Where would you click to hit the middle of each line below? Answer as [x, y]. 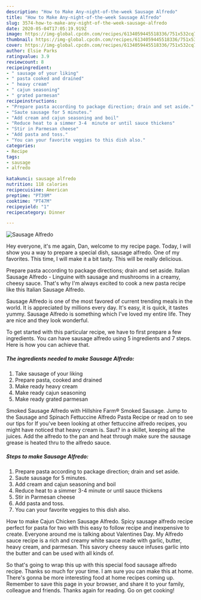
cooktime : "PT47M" [29, 201]
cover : [14, 46]
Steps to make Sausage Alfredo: [47, 456]
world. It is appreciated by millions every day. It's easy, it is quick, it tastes [97, 308]
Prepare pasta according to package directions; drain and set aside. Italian [98, 271]
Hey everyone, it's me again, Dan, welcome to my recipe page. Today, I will [99, 246]
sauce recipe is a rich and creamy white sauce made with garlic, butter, [94, 541]
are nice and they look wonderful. [48, 320]
